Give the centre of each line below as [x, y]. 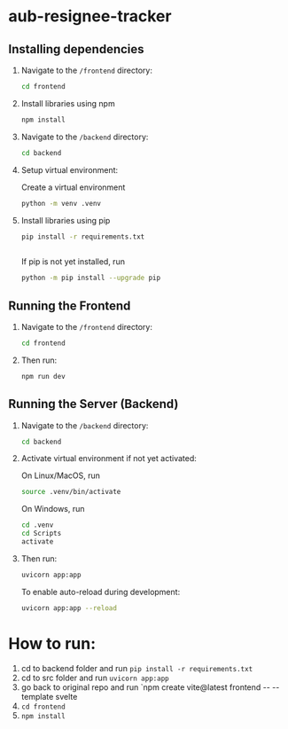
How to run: [52, 643]
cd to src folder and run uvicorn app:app [95, 678]
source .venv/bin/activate [71, 492]
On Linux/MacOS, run [61, 475]
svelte [66, 696]
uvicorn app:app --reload [69, 608]
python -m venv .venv [61, 203]
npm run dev [43, 376]
